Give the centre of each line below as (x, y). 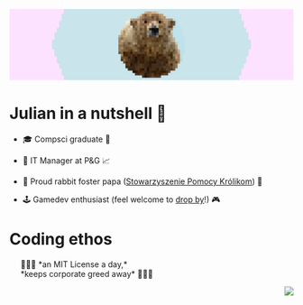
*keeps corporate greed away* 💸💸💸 (87, 273)
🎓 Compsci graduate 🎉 (66, 139)
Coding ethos (61, 240)
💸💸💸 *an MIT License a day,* (74, 264)
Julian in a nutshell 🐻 (88, 114)
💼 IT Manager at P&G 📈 (66, 160)
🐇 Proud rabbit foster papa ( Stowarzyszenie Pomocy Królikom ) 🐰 (142, 181)
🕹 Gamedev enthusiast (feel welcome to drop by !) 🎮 (121, 199)
